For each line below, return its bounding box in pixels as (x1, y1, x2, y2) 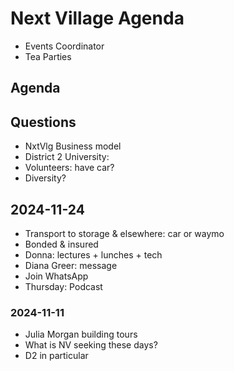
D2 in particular (24, 350, 89, 362)
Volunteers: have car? (24, 162, 115, 174)
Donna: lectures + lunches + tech (24, 248, 163, 261)
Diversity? (24, 172, 67, 184)
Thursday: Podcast (24, 280, 103, 292)
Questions (10, 113, 77, 131)
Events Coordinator (24, 40, 105, 52)
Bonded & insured (24, 238, 99, 250)
